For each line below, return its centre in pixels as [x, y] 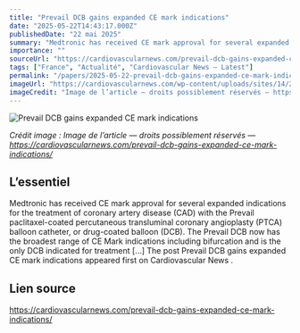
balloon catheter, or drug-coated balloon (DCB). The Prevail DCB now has [145, 232]
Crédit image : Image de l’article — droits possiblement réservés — [133, 135]
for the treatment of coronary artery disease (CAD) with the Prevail [132, 213]
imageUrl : [28, 84]
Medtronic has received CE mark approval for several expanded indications [148, 204]
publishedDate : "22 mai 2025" [66, 34]
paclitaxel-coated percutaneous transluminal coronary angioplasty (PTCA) [146, 222]
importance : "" [37, 51]
